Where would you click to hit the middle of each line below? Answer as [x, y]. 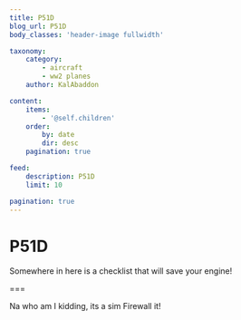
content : [26, 101]
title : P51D [32, 18]
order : [38, 126]
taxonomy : [28, 51]
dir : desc [60, 143]
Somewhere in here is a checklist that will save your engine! [121, 271]
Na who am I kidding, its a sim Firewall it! [85, 306]
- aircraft [63, 68]
